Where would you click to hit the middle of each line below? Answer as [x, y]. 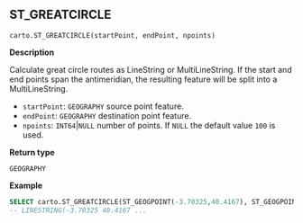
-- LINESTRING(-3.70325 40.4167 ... [78, 210]
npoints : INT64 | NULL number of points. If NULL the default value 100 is [149, 125]
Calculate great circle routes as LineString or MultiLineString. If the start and [151, 69]
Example [26, 185]
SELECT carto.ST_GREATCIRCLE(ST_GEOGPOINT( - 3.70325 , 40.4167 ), [129, 201]
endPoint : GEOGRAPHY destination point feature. [107, 115]
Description [32, 52]
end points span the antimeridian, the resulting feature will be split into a [143, 79]
